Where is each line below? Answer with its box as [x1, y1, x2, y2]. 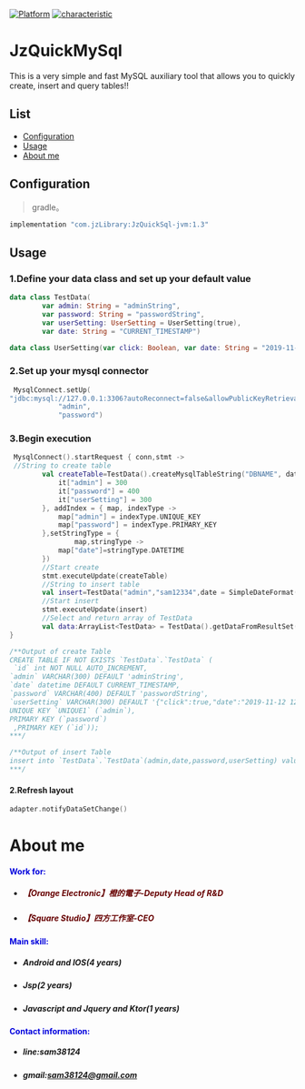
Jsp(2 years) [22, 980, 73, 991]
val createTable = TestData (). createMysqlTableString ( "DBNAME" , [42, 469, 282, 479]
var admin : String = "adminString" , [42, 301, 181, 310]
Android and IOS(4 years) [22, 956, 123, 968]
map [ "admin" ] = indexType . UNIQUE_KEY [57, 512, 202, 521]
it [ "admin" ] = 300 [57, 479, 128, 488]
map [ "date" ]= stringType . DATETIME [57, 546, 184, 555]
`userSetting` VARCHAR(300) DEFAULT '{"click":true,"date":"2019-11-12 [9, 697, 286, 707]
